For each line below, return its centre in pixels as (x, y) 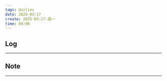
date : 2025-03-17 (23, 14)
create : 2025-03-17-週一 (30, 19)
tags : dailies (20, 10)
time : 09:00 (17, 24)
